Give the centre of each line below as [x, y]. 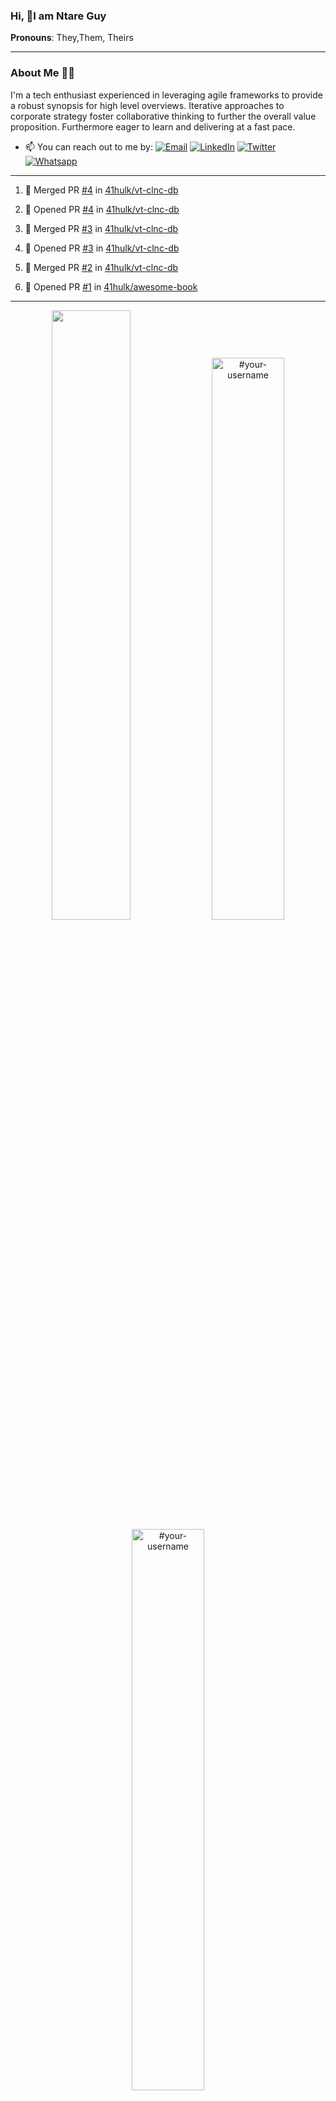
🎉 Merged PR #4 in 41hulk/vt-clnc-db [101, 190]
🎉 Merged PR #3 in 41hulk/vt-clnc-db [101, 228]
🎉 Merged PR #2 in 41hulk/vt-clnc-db [101, 267]
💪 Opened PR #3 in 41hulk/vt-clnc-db [102, 248]
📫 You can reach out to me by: [88, 146]
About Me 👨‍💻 [42, 73]
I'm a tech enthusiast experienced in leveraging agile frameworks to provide [166, 95]
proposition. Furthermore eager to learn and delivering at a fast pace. [153, 126]
